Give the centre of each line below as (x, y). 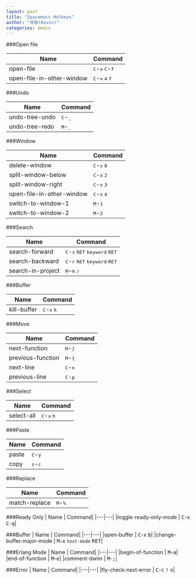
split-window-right (36, 184)
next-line (22, 368)
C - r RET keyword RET (91, 261)
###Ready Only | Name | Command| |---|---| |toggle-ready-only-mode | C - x (98, 517)
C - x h (48, 416)
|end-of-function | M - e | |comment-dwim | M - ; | (62, 559)
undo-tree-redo (32, 126)
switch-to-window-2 (39, 213)
